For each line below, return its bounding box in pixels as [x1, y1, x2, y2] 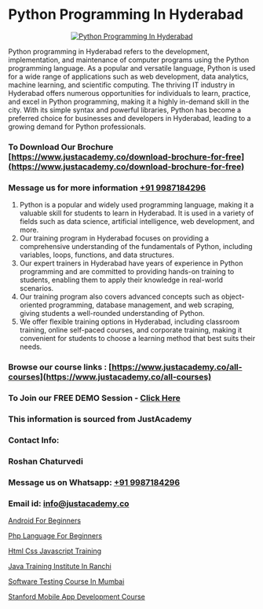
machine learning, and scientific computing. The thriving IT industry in [8, 80, 236, 90]
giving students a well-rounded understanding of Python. [19, 309, 206, 318]
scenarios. [19, 284, 54, 293]
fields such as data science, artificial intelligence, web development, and [19, 217, 255, 226]
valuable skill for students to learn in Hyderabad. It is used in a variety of [19, 208, 254, 218]
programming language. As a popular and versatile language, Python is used [8, 63, 256, 72]
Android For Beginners [8, 515, 81, 525]
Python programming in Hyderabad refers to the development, [8, 46, 210, 56]
